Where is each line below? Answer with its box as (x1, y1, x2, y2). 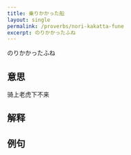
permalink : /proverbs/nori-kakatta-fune (7, 23, 125, 29)
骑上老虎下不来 (7, 91, 49, 99)
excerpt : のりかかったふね (7, 29, 76, 36)
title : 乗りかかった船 (7, 10, 65, 17)
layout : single (7, 16, 51, 23)
